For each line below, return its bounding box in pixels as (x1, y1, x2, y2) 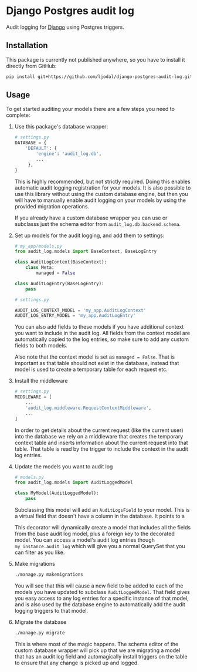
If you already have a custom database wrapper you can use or (14, 214, 168, 221)
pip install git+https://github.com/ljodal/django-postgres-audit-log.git (6, 73, 193, 80)
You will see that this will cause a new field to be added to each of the (14, 582, 184, 589)
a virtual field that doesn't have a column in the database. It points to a (14, 512, 185, 520)
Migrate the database (14, 618, 67, 626)
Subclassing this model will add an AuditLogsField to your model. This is (14, 506, 190, 514)
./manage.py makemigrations (14, 572, 83, 578)
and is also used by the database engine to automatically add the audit (14, 600, 186, 608)
